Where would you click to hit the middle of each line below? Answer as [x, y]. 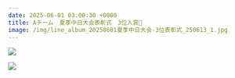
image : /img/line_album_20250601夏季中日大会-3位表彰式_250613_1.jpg [118, 30]
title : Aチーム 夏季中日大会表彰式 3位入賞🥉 [75, 23]
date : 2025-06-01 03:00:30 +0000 [63, 15]
